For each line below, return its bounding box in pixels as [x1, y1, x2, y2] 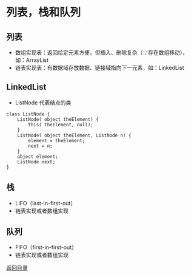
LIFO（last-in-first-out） [15, 199, 76, 207]
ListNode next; [17, 159, 56, 165]
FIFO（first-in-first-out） [15, 244, 78, 251]
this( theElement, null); [28, 121, 94, 128]
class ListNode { [6, 111, 50, 117]
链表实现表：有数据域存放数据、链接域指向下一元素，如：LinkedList [15, 64, 184, 71]
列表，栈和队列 [6, 5, 81, 19]
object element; [17, 153, 59, 160]
